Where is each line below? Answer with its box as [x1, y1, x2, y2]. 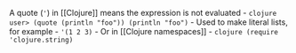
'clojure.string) [9, 35, 74, 44]
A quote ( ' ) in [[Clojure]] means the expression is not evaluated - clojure [9, 8, 277, 18]
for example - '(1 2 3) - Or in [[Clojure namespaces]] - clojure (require [9, 26, 278, 36]
